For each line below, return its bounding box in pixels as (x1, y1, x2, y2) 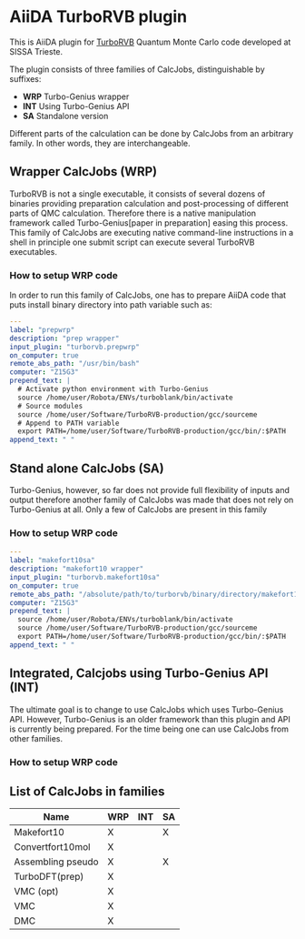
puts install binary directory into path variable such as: (9, 299, 212, 310)
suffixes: (9, 73, 42, 84)
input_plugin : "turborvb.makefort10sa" (9, 572, 161, 581)
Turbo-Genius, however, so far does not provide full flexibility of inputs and (9, 484, 290, 495)
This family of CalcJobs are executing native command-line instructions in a (9, 227, 294, 237)
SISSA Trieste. (9, 45, 64, 56)
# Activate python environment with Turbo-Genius (17, 385, 209, 394)
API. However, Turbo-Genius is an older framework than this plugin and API (9, 713, 290, 724)
